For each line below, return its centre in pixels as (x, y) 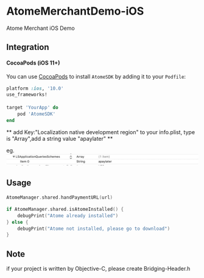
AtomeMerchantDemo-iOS (75, 11)
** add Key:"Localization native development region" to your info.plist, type (101, 132)
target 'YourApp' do (33, 108)
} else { (17, 222)
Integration (28, 47)
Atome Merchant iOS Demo (40, 28)
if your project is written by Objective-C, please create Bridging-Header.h (98, 269)
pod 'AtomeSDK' (37, 114)
